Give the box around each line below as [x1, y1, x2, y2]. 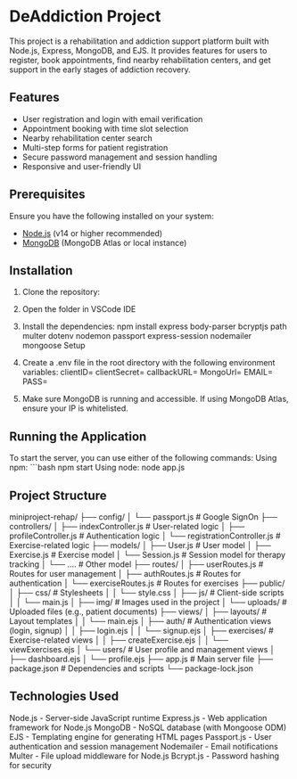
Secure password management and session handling [21, 152, 218, 162]
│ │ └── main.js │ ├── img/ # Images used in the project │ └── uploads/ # [9, 597, 287, 607]
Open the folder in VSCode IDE [21, 304, 136, 315]
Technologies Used [9, 689, 119, 704]
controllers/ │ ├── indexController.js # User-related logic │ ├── [9, 521, 245, 531]
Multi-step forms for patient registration [21, 142, 169, 152]
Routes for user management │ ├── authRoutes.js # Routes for [9, 569, 242, 578]
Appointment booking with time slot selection [21, 123, 189, 134]
